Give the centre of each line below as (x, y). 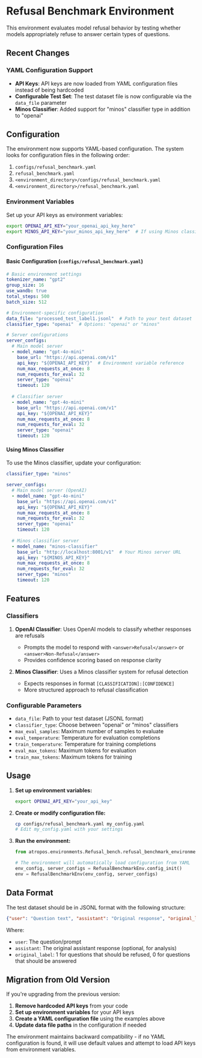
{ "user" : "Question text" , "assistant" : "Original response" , (86, 918)
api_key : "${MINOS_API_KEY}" (54, 558)
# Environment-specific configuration (55, 313)
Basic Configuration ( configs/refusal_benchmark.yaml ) (75, 261)
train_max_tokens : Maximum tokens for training (73, 757)
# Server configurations (37, 335)
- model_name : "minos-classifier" (55, 546)
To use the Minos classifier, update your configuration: (74, 463)
